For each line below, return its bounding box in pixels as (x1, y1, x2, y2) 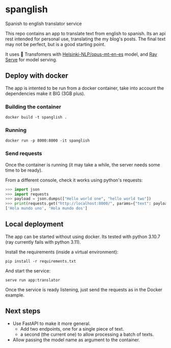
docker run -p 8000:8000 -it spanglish (5, 138, 90, 144)
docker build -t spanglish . (5, 115, 67, 120)
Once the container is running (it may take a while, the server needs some (5, 161, 160, 168)
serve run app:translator (5, 277, 60, 283)
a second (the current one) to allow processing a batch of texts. (20, 331, 154, 337)
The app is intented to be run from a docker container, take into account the (5, 85, 164, 91)
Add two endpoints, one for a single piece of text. (20, 326, 124, 332)
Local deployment (5, 220, 64, 228)
